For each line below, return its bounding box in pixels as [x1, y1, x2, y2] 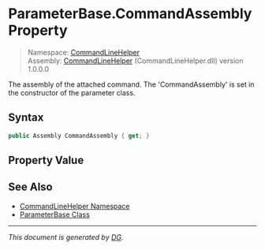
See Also [8, 181, 53, 194]
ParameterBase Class [19, 210, 91, 219]
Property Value [8, 154, 84, 167]
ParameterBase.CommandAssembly [8, 5, 252, 23]
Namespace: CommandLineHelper [27, 47, 140, 57]
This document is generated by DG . [8, 232, 124, 241]
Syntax [8, 111, 44, 125]
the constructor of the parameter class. [8, 88, 136, 97]
